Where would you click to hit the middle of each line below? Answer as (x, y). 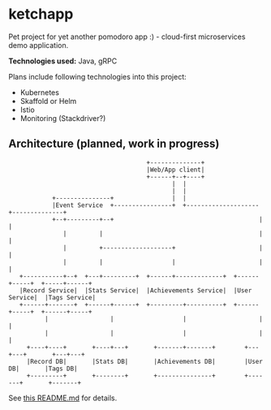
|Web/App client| (176, 170)
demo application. (39, 45)
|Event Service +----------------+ (114, 205)
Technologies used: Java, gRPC (63, 61)
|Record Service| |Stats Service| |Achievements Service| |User (135, 290)
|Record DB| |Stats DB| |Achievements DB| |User (145, 361)
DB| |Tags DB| (43, 369)
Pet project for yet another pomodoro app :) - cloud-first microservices (127, 37)
